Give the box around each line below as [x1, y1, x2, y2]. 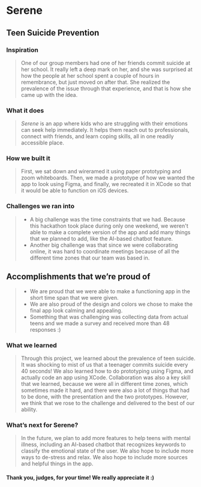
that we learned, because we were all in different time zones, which [20, 380, 188, 387]
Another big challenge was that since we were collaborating [29, 241, 178, 249]
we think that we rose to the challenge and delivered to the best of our [20, 399, 195, 406]
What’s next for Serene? [6, 421, 79, 429]
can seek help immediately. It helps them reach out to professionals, [20, 126, 190, 134]
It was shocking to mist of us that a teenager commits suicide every [20, 361, 188, 368]
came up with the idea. [20, 91, 78, 98]
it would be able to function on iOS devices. [20, 187, 129, 194]
